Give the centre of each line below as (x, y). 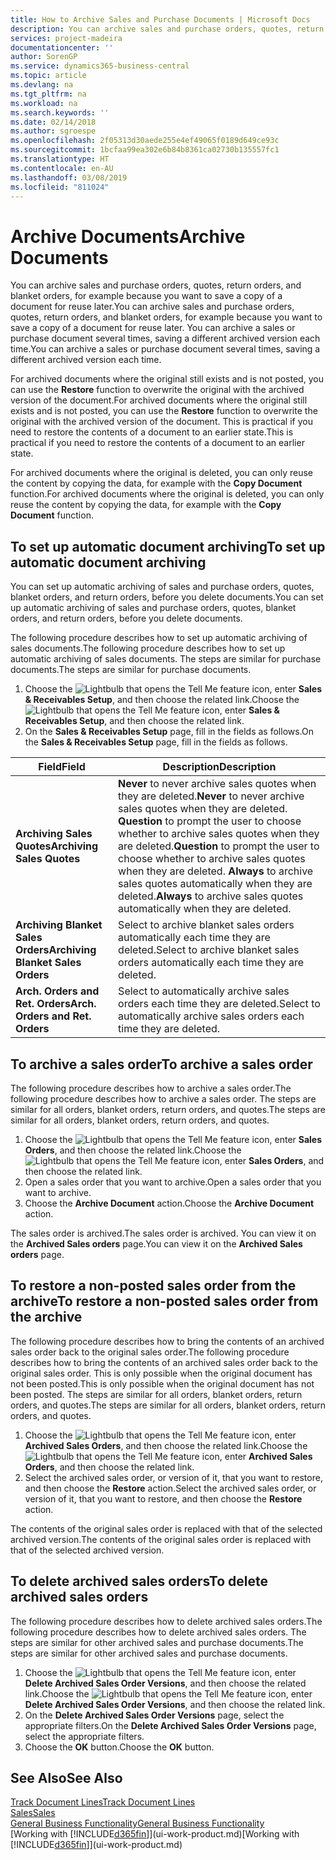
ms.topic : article (48, 76)
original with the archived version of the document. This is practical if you (161, 422)
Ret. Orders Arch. (56, 1004)
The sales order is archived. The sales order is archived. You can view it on (163, 1233)
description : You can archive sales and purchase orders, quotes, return (167, 29)
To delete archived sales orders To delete (139, 1581)
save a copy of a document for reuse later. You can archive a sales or (153, 328)
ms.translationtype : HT (60, 159)
